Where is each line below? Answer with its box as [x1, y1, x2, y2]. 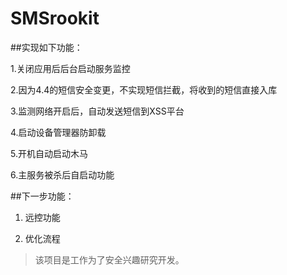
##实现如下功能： [10, 41, 83, 53]
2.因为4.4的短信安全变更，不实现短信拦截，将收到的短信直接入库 [10, 83, 278, 96]
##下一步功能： [10, 190, 75, 202]
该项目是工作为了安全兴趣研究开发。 [34, 253, 185, 266]
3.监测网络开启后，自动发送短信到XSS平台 [10, 105, 185, 117]
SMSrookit [10, 7, 100, 30]
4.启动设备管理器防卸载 [10, 126, 107, 138]
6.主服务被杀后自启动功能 [10, 168, 115, 181]
